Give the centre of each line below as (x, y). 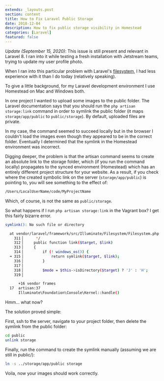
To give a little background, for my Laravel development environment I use (80, 86)
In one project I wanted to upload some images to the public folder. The (77, 100)
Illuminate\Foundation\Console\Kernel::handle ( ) (69, 293)
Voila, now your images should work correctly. (52, 373)
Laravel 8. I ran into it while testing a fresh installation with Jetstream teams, (82, 56)
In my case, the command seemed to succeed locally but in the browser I (79, 131)
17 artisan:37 (25, 288)
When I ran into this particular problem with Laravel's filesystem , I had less (80, 71)
